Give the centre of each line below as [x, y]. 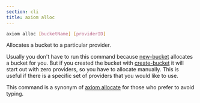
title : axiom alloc [31, 17]
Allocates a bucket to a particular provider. [59, 45]
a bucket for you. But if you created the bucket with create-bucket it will [95, 63]
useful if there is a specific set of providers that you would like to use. [92, 76]
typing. [15, 94]
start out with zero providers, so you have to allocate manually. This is [92, 69]
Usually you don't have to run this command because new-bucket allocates [100, 57]
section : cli [23, 12]
